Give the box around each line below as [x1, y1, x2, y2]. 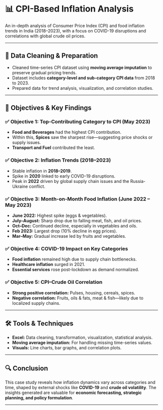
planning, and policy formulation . [5, 395, 74, 401]
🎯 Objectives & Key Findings [5, 104, 92, 112]
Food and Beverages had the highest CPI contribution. [12, 129, 121, 135]
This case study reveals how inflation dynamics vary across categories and [5, 379, 156, 385]
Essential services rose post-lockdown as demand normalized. [12, 267, 139, 273]
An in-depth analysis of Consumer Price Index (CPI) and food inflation [5, 22, 145, 29]
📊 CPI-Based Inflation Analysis [5, 3, 134, 15]
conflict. [29, 183, 46, 189]
